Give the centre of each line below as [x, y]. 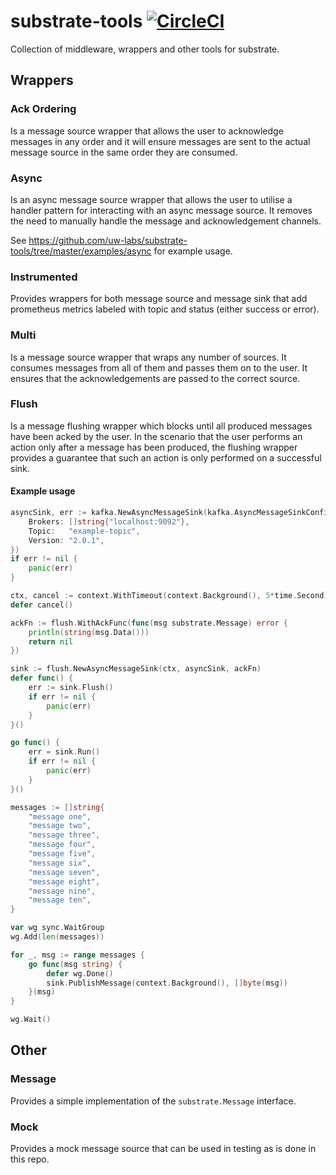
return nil [51, 641]
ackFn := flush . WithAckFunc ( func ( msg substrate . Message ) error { [149, 623]
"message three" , [64, 835]
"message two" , [60, 826]
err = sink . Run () [64, 752]
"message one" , [60, 816]
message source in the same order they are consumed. [124, 152]
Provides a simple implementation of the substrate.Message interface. [153, 1101]
